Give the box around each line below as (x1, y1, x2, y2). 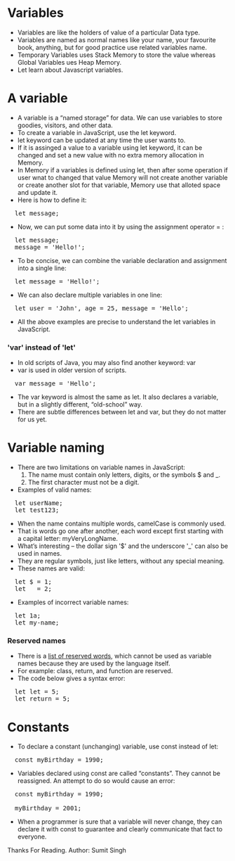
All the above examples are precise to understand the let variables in (17, 317, 216, 326)
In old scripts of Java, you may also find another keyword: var (17, 359, 196, 367)
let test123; (14, 506, 60, 514)
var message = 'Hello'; (14, 380, 97, 388)
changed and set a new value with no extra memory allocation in (17, 151, 205, 159)
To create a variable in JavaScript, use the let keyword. (17, 128, 177, 136)
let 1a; (14, 612, 41, 620)
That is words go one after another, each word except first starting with (17, 527, 224, 535)
